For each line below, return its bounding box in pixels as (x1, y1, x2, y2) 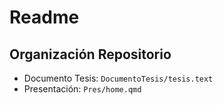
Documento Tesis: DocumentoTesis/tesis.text (23, 72, 214, 84)
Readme (9, 6, 80, 29)
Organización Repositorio (9, 46, 172, 63)
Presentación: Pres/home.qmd (23, 83, 142, 95)
